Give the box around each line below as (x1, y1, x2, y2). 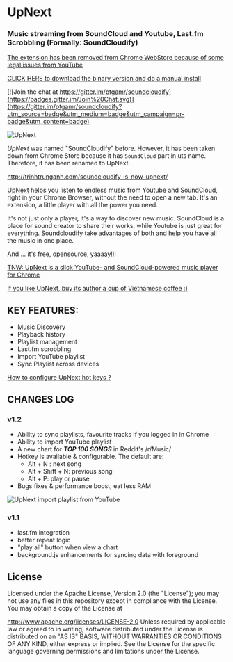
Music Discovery (17, 323, 66, 331)
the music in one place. (7, 236, 74, 245)
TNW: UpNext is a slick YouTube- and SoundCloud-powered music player (7, 264, 218, 272)
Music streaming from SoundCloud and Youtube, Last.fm (7, 29, 204, 39)
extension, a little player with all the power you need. (7, 201, 158, 209)
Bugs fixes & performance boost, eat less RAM (17, 481, 152, 490)
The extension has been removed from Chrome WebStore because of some (7, 54, 224, 62)
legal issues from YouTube (7, 60, 83, 70)
